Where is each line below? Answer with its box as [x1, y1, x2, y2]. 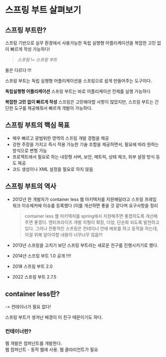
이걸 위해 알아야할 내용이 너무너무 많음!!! [24, 231, 103, 237]
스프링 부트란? [5, 26, 47, 34]
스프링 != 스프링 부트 [17, 57, 57, 63]
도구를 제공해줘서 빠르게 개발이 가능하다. [14, 105, 93, 111]
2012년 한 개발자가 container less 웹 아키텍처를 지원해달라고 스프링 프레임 [12, 196, 157, 202]
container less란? [5, 290, 60, 298]
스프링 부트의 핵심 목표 [5, 121, 70, 130]
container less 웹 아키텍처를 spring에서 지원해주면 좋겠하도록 [24, 213, 145, 219]
